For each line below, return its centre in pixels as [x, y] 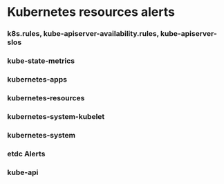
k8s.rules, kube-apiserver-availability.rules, [83, 34]
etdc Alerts [26, 154]
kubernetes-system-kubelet [56, 116]
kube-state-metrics [41, 61]
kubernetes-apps [37, 79]
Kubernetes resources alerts [91, 12]
